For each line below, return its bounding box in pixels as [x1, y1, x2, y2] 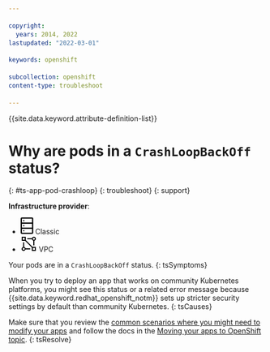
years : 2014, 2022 [15, 30, 79, 38]
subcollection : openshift [8, 73, 96, 81]
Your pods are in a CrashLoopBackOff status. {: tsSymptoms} [8, 260, 208, 270]
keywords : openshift [8, 56, 79, 64]
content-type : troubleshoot [8, 81, 104, 89]
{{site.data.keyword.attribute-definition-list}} [8, 114, 158, 123]
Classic [35, 227, 60, 237]
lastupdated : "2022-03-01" [8, 39, 100, 47]
